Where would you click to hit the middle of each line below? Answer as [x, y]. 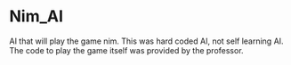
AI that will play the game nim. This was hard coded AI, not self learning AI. [146, 41]
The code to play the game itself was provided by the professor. [126, 50]
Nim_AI [36, 16]
